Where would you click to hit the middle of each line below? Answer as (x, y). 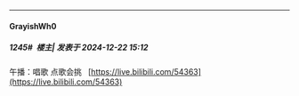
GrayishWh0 (33, 26)
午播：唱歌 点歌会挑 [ (50, 71)
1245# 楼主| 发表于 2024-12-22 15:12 (79, 48)
